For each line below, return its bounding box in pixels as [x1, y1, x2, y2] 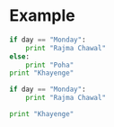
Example [9, 5, 75, 26]
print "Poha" [25, 60, 75, 69]
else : [9, 51, 30, 61]
